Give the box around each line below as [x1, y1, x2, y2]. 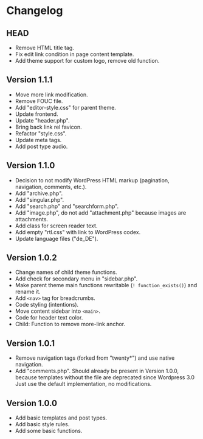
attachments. [15, 215, 49, 223]
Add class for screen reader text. [15, 222, 98, 229]
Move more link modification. [15, 91, 88, 98]
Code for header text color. [15, 314, 83, 321]
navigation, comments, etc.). [15, 183, 87, 190]
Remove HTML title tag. [15, 44, 74, 51]
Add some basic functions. [15, 427, 83, 435]
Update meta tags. [15, 136, 62, 143]
